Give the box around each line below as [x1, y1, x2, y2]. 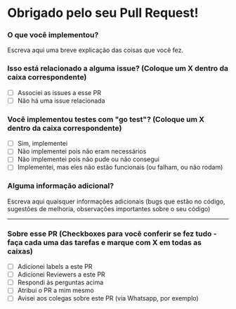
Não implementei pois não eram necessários [17, 147, 147, 156]
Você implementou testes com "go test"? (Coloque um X [7, 114, 205, 124]
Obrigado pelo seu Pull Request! [7, 5, 199, 21]
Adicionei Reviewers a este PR [17, 270, 105, 279]
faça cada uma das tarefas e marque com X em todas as [7, 237, 202, 247]
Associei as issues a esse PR [17, 88, 102, 96]
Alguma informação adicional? [7, 181, 114, 191]
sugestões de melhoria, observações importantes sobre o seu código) [7, 204, 211, 213]
